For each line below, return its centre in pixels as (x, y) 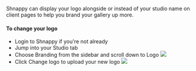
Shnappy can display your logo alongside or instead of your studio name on (98, 9)
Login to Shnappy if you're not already (61, 41)
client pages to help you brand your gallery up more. (70, 15)
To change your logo (32, 28)
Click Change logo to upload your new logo (67, 62)
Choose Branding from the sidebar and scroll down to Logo (87, 55)
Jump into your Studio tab (46, 48)
